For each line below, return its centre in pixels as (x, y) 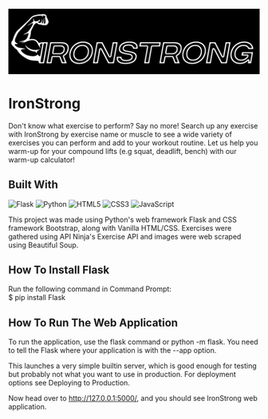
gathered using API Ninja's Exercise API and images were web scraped (125, 236)
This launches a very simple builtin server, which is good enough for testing (132, 366)
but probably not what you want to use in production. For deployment (122, 374)
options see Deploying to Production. (69, 383)
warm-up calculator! (42, 160)
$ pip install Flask (37, 298)
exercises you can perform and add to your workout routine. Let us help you (133, 142)
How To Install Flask (59, 270)
